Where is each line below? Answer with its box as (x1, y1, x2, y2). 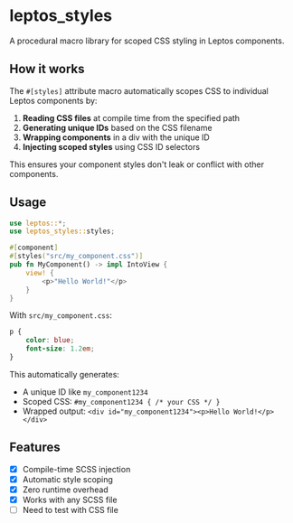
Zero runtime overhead (22, 484, 109, 495)
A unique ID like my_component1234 (22, 386, 148, 397)
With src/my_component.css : (9, 310, 113, 321)
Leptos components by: (9, 95, 98, 106)
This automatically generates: (9, 369, 120, 379)
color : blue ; (25, 336, 75, 345)
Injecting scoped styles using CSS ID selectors (22, 141, 201, 152)
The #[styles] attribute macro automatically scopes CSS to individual (9, 85, 269, 96)
